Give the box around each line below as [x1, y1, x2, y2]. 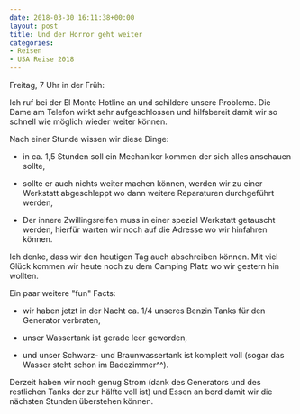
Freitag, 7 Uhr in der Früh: [9, 80, 105, 90]
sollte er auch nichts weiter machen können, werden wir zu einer [22, 178, 263, 189]
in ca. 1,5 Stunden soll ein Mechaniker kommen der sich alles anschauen [22, 151, 291, 162]
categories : [9, 38, 54, 48]
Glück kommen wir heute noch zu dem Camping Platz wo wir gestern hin [9, 261, 280, 271]
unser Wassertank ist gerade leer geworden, [22, 332, 187, 343]
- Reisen [9, 47, 42, 56]
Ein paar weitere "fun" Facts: [9, 288, 116, 298]
